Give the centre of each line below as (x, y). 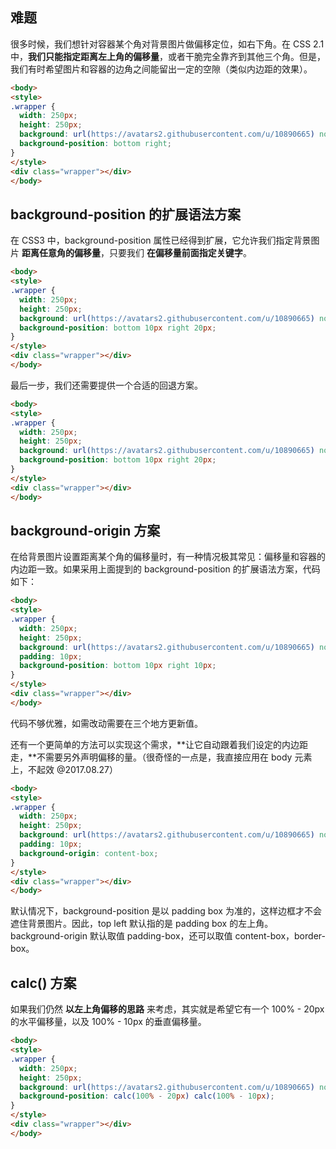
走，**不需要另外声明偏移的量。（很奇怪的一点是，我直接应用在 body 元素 (161, 757)
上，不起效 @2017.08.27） (64, 769)
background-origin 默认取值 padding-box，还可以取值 (121, 936)
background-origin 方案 (85, 530)
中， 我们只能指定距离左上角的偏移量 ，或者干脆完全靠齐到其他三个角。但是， (168, 56)
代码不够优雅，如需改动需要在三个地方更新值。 (106, 723)
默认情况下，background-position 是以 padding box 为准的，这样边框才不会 (166, 911)
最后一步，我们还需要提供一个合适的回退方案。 (106, 385)
